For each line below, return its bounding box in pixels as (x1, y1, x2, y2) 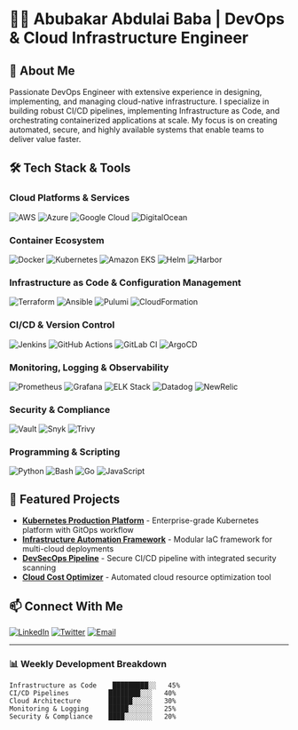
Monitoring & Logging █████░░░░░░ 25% (9, 704, 176, 714)
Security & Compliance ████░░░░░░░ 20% (9, 712, 176, 721)
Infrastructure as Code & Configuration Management (9, 276, 242, 289)
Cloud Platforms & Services (9, 192, 130, 204)
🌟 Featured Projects (9, 491, 121, 506)
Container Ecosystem (9, 234, 105, 246)
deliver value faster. (9, 134, 82, 144)
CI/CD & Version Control (9, 319, 115, 331)
